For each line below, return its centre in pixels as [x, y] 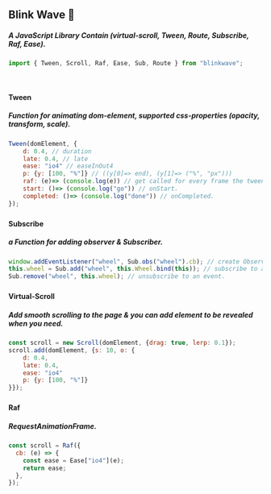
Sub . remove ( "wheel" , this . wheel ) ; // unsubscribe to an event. [117, 276]
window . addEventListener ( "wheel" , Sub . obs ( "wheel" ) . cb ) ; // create [124, 262]
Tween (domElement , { [43, 143]
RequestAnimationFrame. [52, 426]
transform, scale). [40, 124]
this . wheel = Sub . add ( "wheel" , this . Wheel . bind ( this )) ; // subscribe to [133, 269]
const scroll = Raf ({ [45, 446]
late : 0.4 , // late [56, 159]
